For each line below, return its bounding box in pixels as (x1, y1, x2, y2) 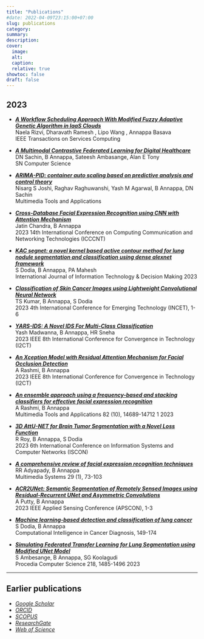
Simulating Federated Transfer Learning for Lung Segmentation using (15, 540, 195, 548)
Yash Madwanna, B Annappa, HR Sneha (15, 328, 115, 336)
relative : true (12, 65, 50, 72)
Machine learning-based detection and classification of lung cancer (15, 516, 192, 523)
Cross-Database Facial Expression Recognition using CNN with (15, 209, 179, 216)
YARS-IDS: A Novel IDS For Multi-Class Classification (15, 322, 154, 330)
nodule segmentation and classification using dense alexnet (15, 253, 172, 261)
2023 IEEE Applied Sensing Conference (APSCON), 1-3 (15, 504, 153, 512)
